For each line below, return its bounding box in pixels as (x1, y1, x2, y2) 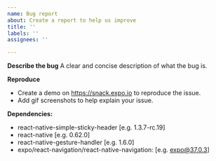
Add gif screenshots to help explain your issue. (17, 96, 154, 105)
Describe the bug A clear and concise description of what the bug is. (7, 62, 208, 70)
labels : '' (7, 29, 39, 37)
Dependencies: (7, 110, 53, 118)
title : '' (7, 23, 36, 30)
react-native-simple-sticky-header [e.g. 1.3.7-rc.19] (17, 123, 166, 132)
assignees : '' (7, 36, 49, 43)
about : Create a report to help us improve (7, 17, 137, 24)
